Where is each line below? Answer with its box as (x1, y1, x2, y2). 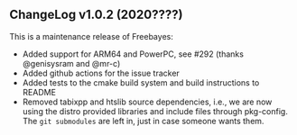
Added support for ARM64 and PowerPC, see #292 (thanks (22, 49, 244, 59)
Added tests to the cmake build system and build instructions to (22, 76, 260, 88)
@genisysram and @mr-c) (22, 58, 121, 68)
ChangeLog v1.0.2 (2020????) (9, 7, 183, 22)
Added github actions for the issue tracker (22, 67, 181, 78)
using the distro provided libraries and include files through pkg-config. (22, 105, 289, 116)
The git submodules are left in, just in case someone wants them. (22, 115, 265, 126)
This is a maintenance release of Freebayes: (9, 31, 173, 41)
